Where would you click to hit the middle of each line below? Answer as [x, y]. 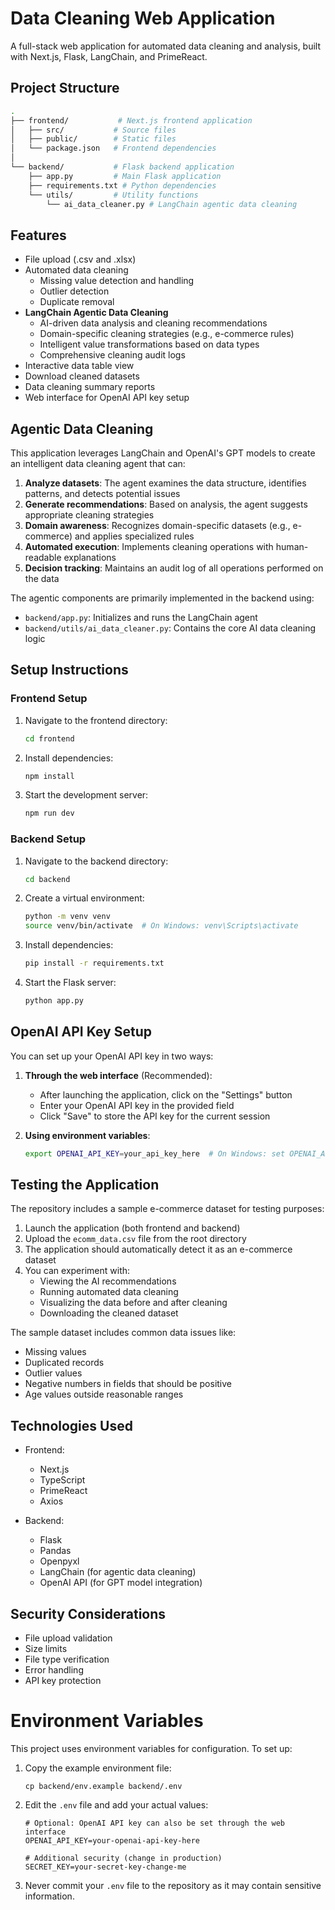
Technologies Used [71, 1425]
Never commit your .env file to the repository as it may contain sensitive [173, 1886]
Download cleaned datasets [82, 376]
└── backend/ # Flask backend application [122, 167]
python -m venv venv [67, 917]
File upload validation [68, 1638]
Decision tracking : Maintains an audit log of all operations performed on [174, 568]
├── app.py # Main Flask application [125, 176]
